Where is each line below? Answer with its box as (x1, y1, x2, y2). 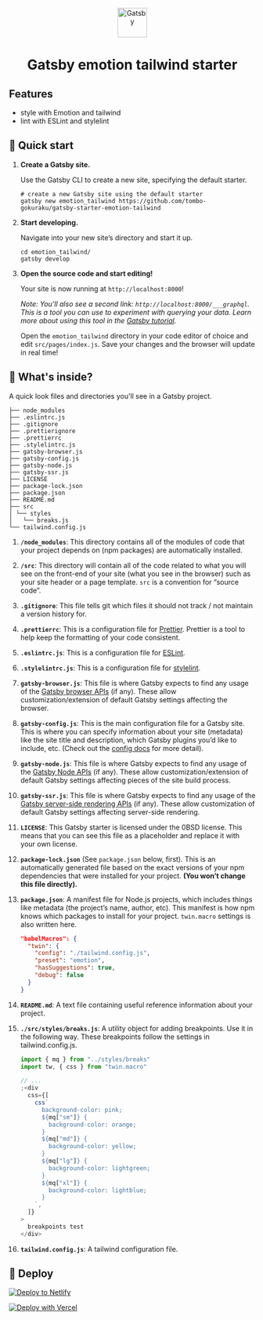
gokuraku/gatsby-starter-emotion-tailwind (20, 204, 161, 212)
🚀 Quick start (9, 139, 74, 152)
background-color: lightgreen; (49, 1164, 151, 1172)
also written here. (20, 919, 77, 929)
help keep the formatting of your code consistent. (20, 633, 181, 642)
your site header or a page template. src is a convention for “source (20, 577, 240, 586)
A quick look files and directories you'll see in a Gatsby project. (9, 391, 212, 400)
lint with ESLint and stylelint (20, 116, 110, 126)
